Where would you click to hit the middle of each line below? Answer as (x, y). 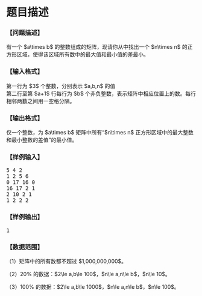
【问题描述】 (25, 33)
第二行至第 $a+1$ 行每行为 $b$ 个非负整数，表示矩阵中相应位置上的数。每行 (101, 93)
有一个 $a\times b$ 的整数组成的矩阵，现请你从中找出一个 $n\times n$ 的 (97, 47)
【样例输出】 (25, 217)
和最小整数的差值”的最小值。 (42, 140)
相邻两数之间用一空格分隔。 (41, 101)
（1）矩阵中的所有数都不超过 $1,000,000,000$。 (67, 261)
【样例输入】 (25, 157)
